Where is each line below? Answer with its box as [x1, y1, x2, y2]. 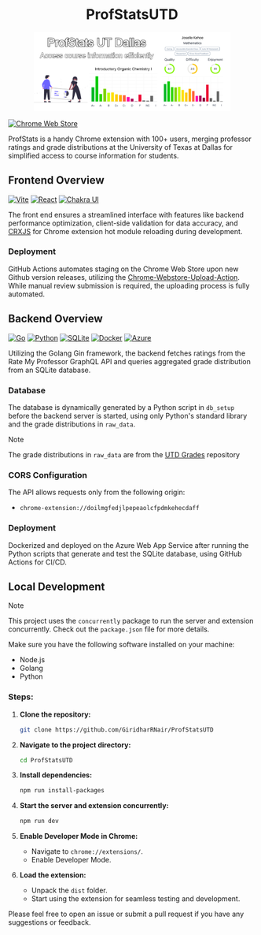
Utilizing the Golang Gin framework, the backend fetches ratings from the [8, 348, 246, 358]
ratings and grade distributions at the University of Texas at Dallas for [8, 142, 233, 151]
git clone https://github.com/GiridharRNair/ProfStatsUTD [19, 725, 214, 734]
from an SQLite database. [8, 365, 91, 374]
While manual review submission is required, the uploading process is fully [8, 281, 250, 290]
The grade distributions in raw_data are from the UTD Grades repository [8, 449, 241, 459]
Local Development [8, 579, 105, 593]
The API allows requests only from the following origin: [8, 487, 186, 497]
